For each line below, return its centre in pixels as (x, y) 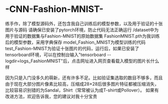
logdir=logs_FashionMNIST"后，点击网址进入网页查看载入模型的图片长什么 (82, 61)
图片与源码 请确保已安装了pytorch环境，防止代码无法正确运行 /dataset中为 (82, 30)
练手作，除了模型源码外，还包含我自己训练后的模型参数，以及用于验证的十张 (84, 23)
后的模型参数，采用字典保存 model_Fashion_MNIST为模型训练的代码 (75, 42)
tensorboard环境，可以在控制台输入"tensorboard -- (58, 54)
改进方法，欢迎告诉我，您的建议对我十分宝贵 (51, 96)
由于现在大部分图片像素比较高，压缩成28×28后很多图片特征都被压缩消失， (82, 84)
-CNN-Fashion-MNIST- (54, 9)
